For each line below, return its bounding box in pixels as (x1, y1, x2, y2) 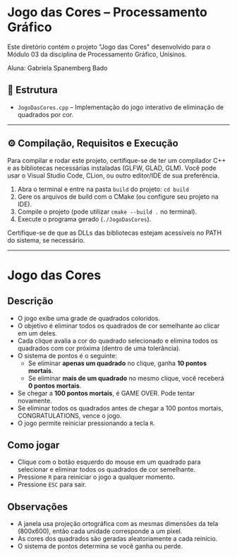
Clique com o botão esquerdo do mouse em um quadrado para (17, 458, 201, 466)
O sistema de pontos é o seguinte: (17, 351, 118, 360)
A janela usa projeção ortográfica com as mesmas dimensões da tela (17, 520, 219, 528)
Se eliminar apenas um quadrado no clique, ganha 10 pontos (28, 359, 207, 367)
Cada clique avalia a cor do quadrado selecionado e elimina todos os (17, 336, 219, 345)
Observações (7, 501, 68, 513)
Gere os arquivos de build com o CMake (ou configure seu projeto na (17, 192, 219, 201)
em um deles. (17, 329, 58, 337)
